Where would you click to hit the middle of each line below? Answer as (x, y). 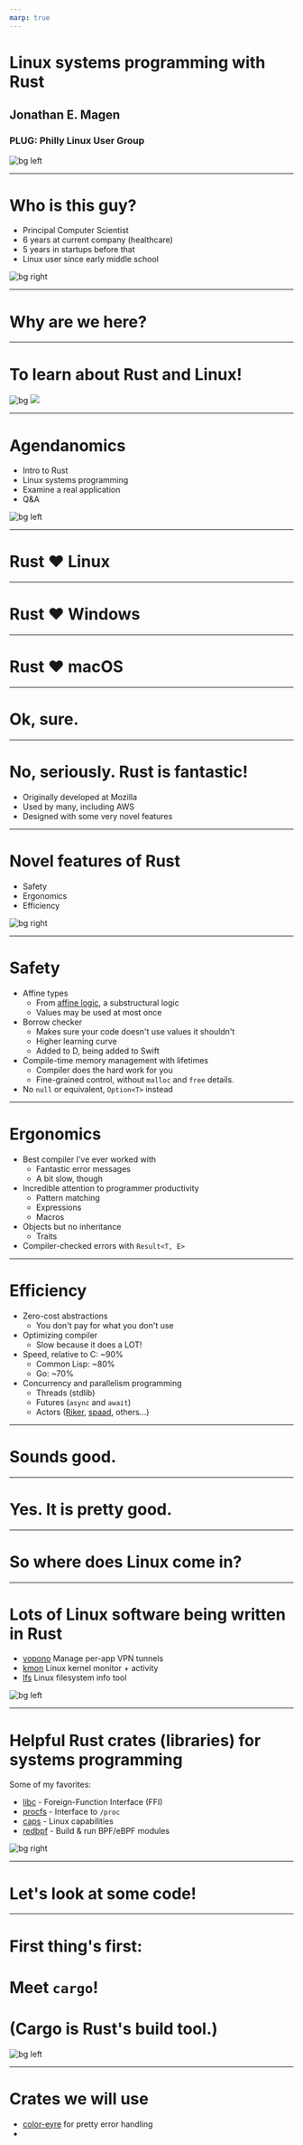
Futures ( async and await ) (83, 1402)
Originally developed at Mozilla (80, 797)
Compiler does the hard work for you (104, 1070)
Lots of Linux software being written (147, 1614)
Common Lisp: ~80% (75, 1364)
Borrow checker (52, 1022)
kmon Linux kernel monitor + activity (90, 1668)
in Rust (36, 1634)
